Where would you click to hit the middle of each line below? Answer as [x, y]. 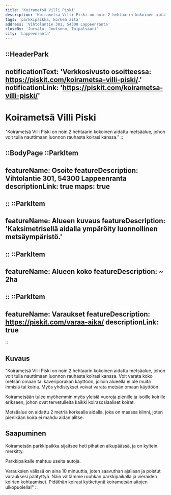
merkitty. [15, 451]
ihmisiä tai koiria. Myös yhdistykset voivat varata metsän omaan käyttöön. [82, 387]
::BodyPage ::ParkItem [42, 153]
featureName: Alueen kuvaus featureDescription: [85, 221]
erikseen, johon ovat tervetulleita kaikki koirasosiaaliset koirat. [70, 402]
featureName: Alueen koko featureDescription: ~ [84, 271]
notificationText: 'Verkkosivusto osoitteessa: [78, 72]
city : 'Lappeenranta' [28, 34]
